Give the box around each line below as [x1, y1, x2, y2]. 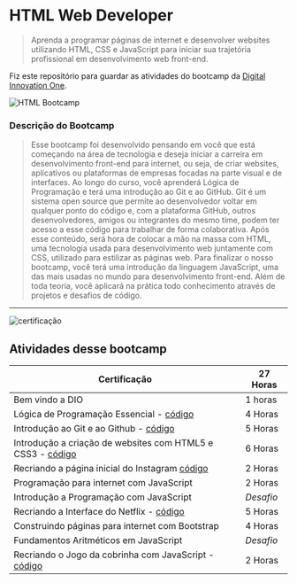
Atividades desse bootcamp [9, 341, 168, 356]
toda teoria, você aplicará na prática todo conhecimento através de [30, 281, 276, 291]
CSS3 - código [13, 448, 77, 461]
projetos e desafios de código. [30, 290, 142, 301]
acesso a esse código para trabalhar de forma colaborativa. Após [30, 224, 270, 235]
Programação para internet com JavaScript [13, 477, 193, 489]
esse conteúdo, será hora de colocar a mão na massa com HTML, [30, 234, 271, 245]
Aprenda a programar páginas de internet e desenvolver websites [30, 35, 270, 45]
